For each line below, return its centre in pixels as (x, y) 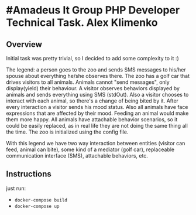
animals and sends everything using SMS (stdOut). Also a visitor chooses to (97, 95)
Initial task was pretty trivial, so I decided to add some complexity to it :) (93, 58)
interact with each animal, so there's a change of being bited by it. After (92, 101)
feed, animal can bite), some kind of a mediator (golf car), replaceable (90, 149)
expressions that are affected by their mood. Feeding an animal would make (97, 113)
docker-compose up (37, 206)
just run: (16, 188)
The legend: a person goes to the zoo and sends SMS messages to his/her (96, 70)
